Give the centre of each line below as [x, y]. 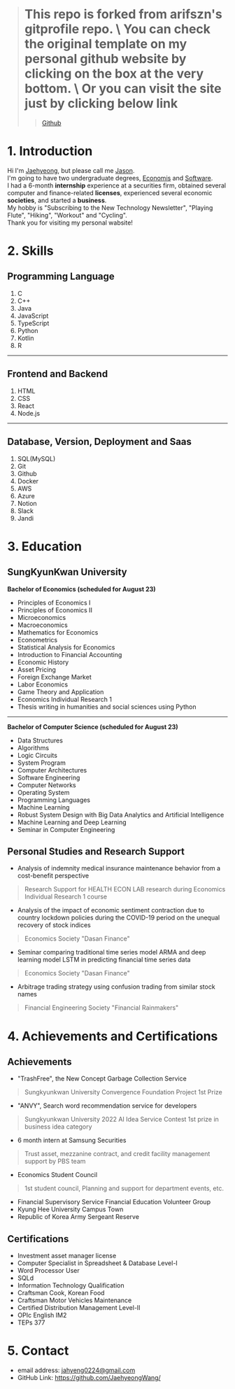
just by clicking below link [101, 104]
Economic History [43, 662]
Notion [27, 503]
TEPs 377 [31, 1323]
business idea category [58, 1127]
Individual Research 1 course [65, 897]
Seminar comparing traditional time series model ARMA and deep [112, 952]
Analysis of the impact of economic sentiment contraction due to [111, 910]
